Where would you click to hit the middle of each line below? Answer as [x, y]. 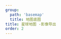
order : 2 [14, 29]
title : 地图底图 [26, 19]
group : [12, 10]
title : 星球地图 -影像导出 [31, 24]
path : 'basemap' [27, 15]
